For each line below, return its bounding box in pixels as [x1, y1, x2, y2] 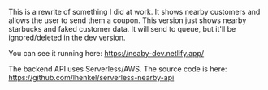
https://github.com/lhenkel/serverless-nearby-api [8, 73, 175, 82]
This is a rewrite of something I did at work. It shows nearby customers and [8, 7, 261, 16]
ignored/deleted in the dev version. [8, 32, 126, 42]
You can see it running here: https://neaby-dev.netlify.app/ [8, 49, 205, 58]
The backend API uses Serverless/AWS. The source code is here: [8, 64, 227, 74]
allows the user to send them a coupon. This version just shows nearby [8, 15, 247, 25]
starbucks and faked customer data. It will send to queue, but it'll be [8, 24, 236, 33]
